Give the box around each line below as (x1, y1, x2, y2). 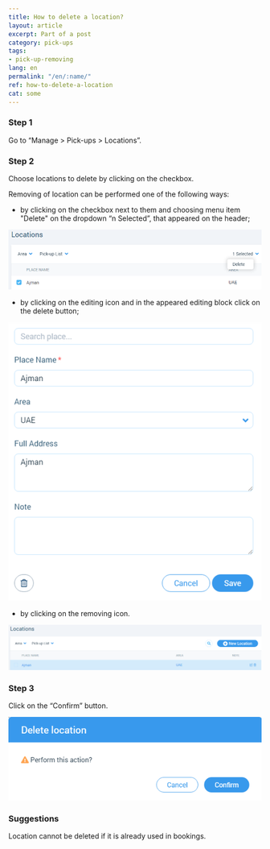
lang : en (8, 64, 38, 72)
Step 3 (8, 682, 35, 694)
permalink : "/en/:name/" (8, 72, 92, 81)
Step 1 (8, 117, 33, 128)
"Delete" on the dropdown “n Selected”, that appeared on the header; (19, 213, 251, 223)
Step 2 (8, 155, 35, 167)
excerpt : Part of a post (8, 30, 92, 38)
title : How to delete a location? (8, 13, 125, 21)
